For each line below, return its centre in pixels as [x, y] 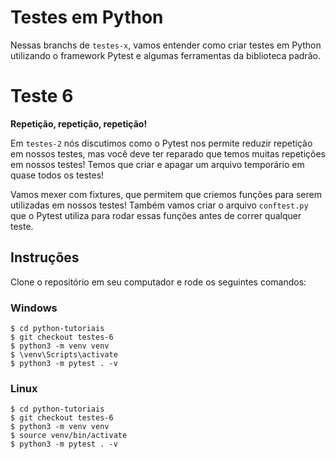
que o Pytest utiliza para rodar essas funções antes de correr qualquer [156, 215]
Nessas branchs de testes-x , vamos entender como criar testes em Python [166, 45]
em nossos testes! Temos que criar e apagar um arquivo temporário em [157, 164]
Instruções [45, 257]
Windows [34, 308]
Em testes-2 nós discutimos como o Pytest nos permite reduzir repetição [161, 143]
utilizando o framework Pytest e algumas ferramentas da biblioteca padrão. [165, 55]
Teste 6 [42, 96]
